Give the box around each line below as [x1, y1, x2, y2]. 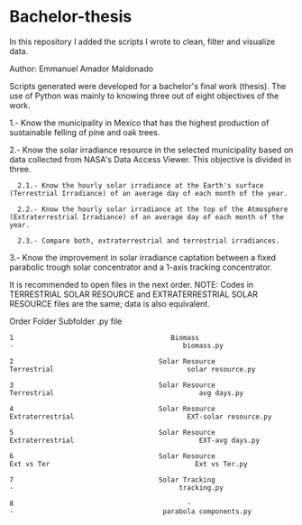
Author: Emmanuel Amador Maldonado [9, 63, 154, 74]
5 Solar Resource [9, 428, 216, 437]
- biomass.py [9, 341, 224, 350]
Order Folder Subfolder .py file [9, 316, 123, 327]
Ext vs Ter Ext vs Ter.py [9, 459, 248, 468]
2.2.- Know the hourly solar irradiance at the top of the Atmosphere [17, 205, 288, 214]
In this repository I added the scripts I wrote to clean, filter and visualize [9, 36, 276, 47]
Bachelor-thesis [9, 6, 133, 27]
